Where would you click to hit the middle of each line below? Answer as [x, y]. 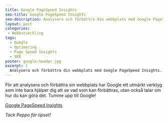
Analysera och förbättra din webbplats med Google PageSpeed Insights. [86, 71]
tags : [11, 38]
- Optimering [23, 47]
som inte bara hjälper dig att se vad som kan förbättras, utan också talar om [83, 90]
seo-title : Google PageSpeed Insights [45, 15]
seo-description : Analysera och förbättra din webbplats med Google [78, 19]
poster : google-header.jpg [33, 61]
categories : [17, 29]
